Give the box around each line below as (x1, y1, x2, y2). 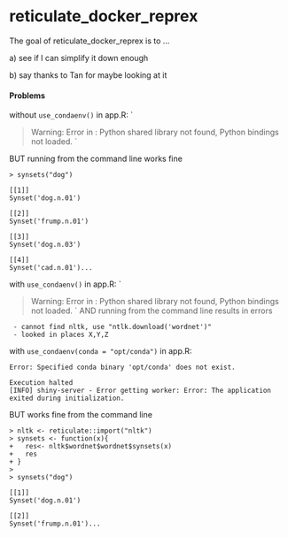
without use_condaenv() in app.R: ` (9, 110, 134, 120)
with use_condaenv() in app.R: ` (9, 279, 121, 289)
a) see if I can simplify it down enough (9, 52, 149, 63)
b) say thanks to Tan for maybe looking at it (9, 69, 167, 81)
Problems (9, 90, 46, 101)
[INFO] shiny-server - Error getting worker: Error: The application (9, 387, 272, 395)
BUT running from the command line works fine (9, 153, 183, 165)
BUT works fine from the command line (9, 410, 153, 420)
